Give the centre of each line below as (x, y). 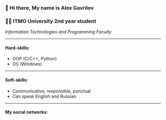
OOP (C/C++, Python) (34, 59)
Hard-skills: (18, 48)
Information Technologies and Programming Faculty (58, 32)
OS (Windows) (27, 64)
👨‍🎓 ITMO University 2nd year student (51, 21)
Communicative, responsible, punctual (51, 91)
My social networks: (26, 112)
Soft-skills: (17, 80)
